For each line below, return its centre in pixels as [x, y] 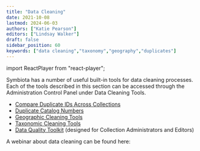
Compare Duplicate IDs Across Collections [68, 104]
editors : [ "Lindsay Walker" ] [43, 34]
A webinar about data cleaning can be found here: [68, 141]
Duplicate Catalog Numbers [49, 110]
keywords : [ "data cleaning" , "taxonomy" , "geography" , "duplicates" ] [91, 51]
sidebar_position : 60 [33, 46]
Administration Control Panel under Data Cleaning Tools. [76, 92]
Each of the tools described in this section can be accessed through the [95, 86]
